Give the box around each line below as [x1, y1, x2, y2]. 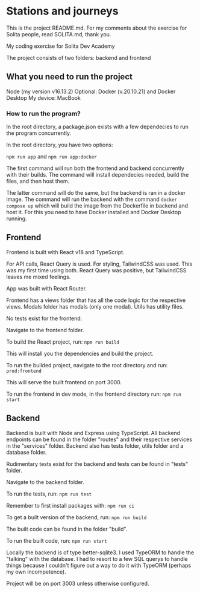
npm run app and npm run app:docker [6, 153, 98, 160]
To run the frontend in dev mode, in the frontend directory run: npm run [6, 390, 182, 398]
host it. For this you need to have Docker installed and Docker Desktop [6, 209, 182, 216]
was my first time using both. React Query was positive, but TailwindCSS [6, 266, 187, 274]
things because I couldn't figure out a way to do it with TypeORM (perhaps [6, 562, 192, 569]
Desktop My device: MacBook [6, 94, 81, 101]
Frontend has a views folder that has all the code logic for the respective [6, 296, 186, 304]
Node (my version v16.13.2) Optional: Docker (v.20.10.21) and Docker [6, 88, 176, 95]
